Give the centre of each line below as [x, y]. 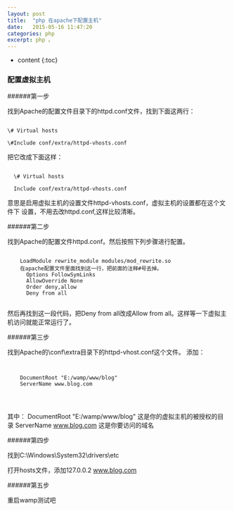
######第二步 [28, 227]
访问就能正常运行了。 [44, 322]
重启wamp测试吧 [32, 500]
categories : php [31, 33]
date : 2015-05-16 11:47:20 [50, 27]
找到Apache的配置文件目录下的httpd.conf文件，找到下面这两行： [101, 111]
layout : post [26, 14]
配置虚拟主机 [29, 80]
